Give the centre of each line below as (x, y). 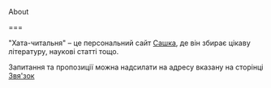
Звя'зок (22, 75)
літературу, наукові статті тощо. (64, 51)
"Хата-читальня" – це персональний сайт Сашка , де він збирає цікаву (130, 43)
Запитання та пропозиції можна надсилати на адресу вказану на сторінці (136, 67)
